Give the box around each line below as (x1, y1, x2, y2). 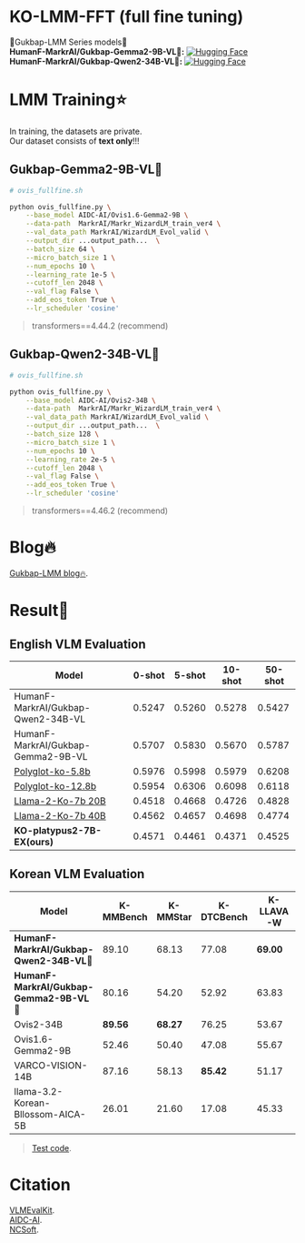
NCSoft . (9, 1224, 39, 1235)
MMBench (102, 910, 148, 923)
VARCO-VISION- (14, 1058, 88, 1071)
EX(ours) (14, 835, 54, 848)
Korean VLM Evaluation (9, 866, 145, 882)
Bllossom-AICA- (14, 1107, 86, 1120)
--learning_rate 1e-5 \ (25, 270, 116, 279)
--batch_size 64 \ (25, 244, 95, 254)
